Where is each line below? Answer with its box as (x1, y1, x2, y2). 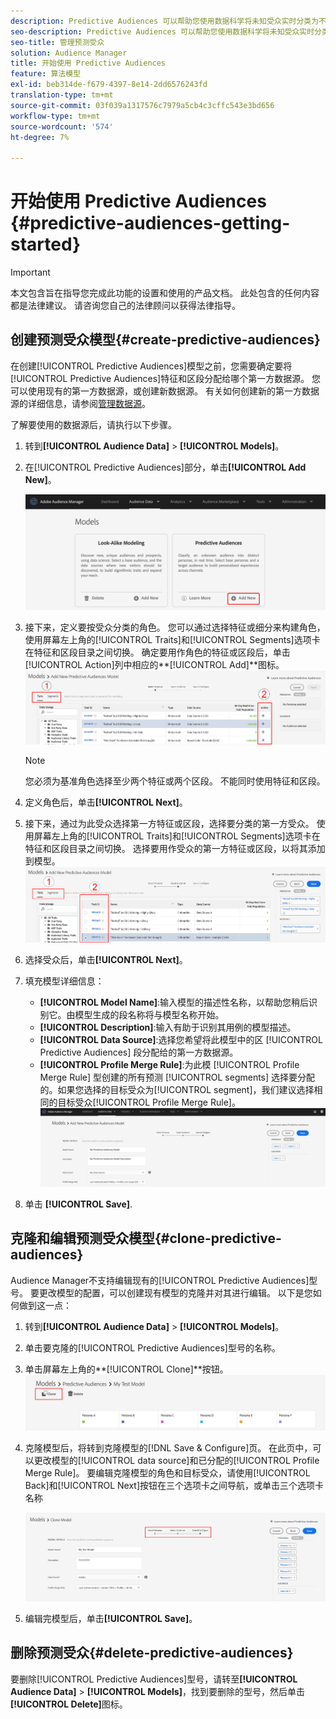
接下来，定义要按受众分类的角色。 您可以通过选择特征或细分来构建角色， (24, 621, 326, 633)
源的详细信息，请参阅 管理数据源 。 (10, 397, 151, 409)
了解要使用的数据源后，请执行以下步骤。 (10, 418, 177, 430)
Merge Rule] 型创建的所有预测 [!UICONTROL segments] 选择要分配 (39, 1071, 316, 1084)
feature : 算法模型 (10, 69, 82, 79)
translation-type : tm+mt (10, 90, 114, 100)
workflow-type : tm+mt (10, 111, 101, 121)
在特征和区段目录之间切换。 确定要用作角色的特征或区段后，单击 (24, 646, 291, 658)
